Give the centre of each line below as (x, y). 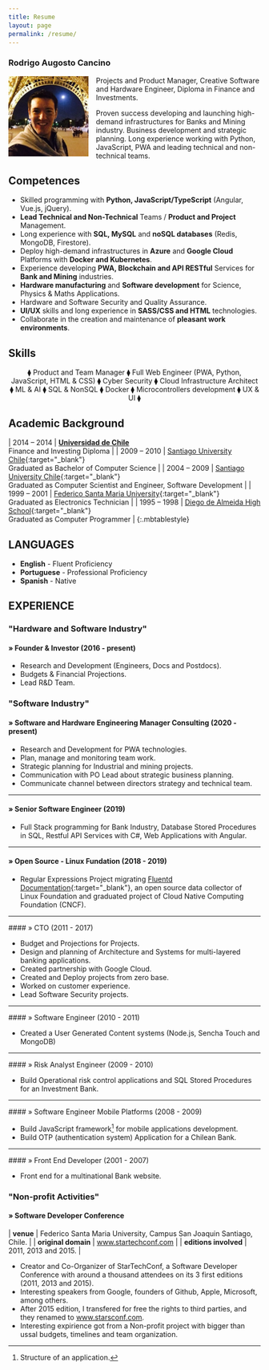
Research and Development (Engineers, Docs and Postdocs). (120, 666)
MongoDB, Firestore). (55, 243)
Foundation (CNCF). (53, 904)
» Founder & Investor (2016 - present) (72, 648)
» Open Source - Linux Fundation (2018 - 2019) (88, 861)
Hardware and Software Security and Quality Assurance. (113, 302)
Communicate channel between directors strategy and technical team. (136, 783)
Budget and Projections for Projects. (80, 943)
